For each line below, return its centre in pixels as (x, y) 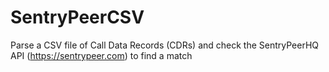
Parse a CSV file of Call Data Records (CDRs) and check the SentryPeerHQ (165, 45)
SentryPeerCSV (77, 17)
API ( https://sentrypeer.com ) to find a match (101, 55)
